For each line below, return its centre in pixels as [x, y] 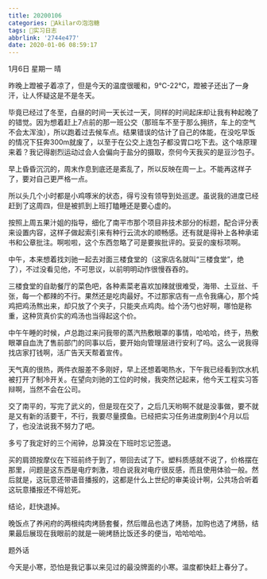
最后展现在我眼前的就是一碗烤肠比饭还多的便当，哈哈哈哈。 [112, 534]
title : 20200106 [35, 15]
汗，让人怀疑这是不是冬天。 [54, 95]
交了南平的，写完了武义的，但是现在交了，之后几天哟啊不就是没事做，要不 [130, 407]
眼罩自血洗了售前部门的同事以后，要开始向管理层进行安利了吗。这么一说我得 [133, 343]
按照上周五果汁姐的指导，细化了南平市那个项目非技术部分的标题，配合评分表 [133, 222]
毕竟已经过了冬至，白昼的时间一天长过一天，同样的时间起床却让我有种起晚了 [133, 113]
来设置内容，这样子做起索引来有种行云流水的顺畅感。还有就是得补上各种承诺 [133, 233]
